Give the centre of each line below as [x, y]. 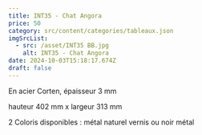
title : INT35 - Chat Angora [55, 16]
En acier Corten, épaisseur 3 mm [63, 91]
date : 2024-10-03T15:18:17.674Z [62, 61]
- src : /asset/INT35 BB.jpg [63, 46]
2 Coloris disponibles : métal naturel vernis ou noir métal [101, 122]
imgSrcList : [28, 38]
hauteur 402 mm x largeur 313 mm [65, 106]
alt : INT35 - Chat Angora [66, 53]
